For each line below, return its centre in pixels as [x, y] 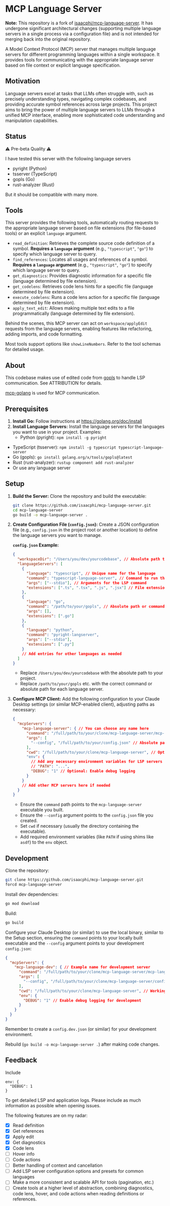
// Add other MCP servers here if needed [66, 785]
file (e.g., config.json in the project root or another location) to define [85, 530]
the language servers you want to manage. [57, 535]
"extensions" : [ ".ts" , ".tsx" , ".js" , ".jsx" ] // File [85, 588]
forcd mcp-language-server [34, 885]
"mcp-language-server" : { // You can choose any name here [86, 729]
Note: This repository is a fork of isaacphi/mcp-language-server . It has [79, 23]
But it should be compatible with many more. [52, 194]
